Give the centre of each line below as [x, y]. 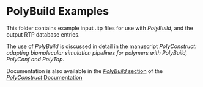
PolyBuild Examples [57, 11]
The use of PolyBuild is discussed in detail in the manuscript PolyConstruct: [102, 46]
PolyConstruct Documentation [44, 77]
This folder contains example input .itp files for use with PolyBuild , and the [100, 28]
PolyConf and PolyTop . [35, 59]
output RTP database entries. [43, 34]
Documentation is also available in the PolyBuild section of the [85, 71]
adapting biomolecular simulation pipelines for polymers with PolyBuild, [97, 52]
